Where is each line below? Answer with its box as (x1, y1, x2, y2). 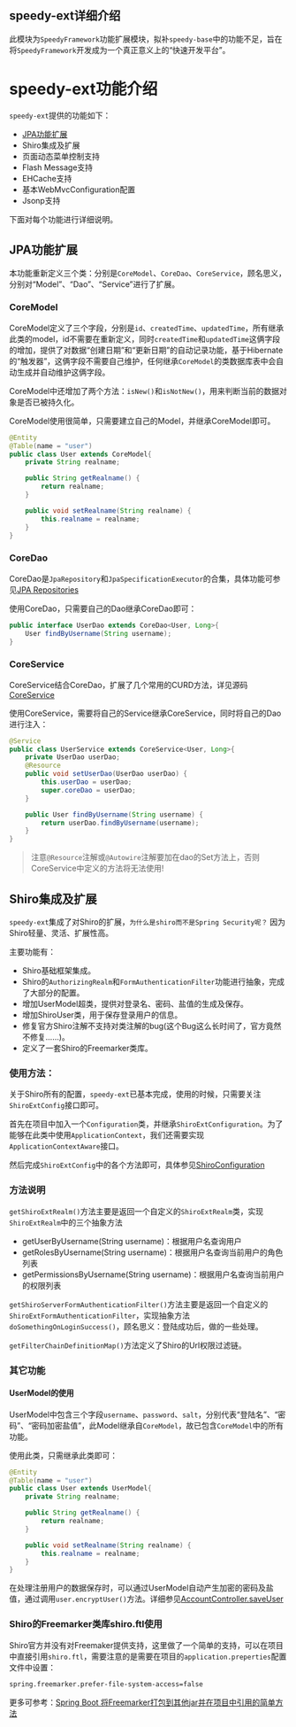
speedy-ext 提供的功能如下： (9, 110, 111, 120)
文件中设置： (9, 1661, 56, 1672)
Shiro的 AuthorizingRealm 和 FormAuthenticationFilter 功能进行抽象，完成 (21, 977, 285, 987)
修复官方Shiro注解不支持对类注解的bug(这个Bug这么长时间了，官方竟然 (21, 1021, 282, 1032)
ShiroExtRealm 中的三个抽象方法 (9, 1217, 124, 1227)
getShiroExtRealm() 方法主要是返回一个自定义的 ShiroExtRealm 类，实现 (9, 1205, 263, 1216)
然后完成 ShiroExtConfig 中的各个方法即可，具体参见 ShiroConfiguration (9, 1159, 265, 1171)
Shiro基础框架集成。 (21, 965, 95, 976)
